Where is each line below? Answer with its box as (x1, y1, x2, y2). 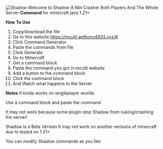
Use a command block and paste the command (5, 100, 101, 105)
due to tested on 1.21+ (5, 129, 50, 134)
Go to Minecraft (12, 55, 45, 61)
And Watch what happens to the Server (12, 81, 93, 86)
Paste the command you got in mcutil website (12, 65, 105, 71)
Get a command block (12, 60, 58, 65)
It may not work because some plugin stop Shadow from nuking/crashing (5, 109, 154, 115)
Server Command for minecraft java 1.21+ (5, 10, 90, 16)
